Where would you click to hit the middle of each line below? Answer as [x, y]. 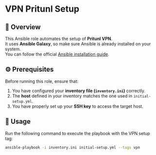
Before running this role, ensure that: [42, 81]
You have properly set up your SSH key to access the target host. [78, 106]
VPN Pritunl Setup [42, 9]
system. [13, 49]
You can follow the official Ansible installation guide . [57, 54]
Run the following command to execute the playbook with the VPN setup [78, 133]
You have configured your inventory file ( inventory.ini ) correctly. [79, 91]
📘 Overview [23, 27]
